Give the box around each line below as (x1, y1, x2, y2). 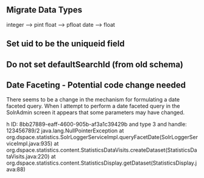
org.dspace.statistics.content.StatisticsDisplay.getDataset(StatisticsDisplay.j (6, 159, 197, 166)
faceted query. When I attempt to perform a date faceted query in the (6, 103, 181, 110)
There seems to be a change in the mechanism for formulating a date (6, 96, 180, 103)
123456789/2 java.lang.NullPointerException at (6, 127, 124, 134)
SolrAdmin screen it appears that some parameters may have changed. (6, 109, 185, 116)
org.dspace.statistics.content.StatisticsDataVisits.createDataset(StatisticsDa (6, 146, 197, 154)
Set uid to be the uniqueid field (6, 39, 125, 49)
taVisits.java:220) (6, 153, 50, 160)
